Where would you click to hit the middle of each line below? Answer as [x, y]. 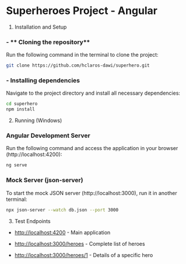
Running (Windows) [38, 120]
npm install [20, 109]
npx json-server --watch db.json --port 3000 [62, 210]
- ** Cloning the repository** [48, 42]
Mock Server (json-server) [45, 180]
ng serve [17, 165]
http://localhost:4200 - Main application [62, 232]
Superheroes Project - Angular [82, 11]
